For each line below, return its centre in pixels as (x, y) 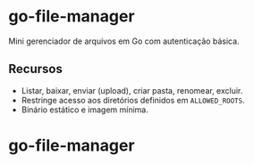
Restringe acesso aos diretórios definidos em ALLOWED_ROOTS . (133, 100)
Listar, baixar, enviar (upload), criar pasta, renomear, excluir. (132, 90)
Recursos (36, 69)
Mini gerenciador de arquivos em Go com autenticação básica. (124, 41)
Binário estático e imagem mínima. (85, 110)
